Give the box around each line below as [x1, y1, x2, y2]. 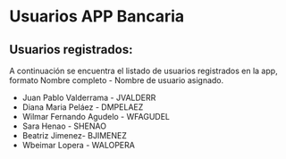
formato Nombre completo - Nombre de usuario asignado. [9, 75, 224, 86]
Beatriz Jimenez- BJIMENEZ [21, 130, 128, 140]
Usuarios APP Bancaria [9, 6, 185, 27]
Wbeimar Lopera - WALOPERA [21, 140, 136, 150]
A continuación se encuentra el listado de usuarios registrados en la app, [9, 65, 279, 76]
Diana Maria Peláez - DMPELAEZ [21, 102, 144, 113]
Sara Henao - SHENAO [21, 121, 107, 131]
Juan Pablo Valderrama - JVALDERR [21, 92, 156, 103]
